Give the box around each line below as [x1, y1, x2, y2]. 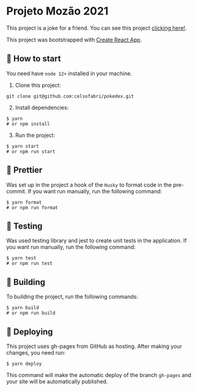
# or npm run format [6, 204, 59, 210]
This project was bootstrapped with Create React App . [6, 36, 142, 43]
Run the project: [15, 132, 56, 139]
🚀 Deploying [6, 326, 53, 337]
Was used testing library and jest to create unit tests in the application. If [6, 237, 187, 244]
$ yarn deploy [6, 361, 42, 367]
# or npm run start [6, 149, 56, 155]
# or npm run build [6, 310, 56, 316]
